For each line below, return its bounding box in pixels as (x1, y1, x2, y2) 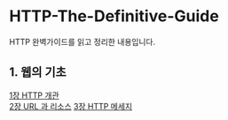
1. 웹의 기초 (9, 64, 67, 80)
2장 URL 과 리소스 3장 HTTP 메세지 (9, 101, 133, 111)
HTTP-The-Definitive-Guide (9, 6, 219, 26)
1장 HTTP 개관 (9, 90, 59, 101)
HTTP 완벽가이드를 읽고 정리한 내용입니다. (9, 36, 156, 47)
